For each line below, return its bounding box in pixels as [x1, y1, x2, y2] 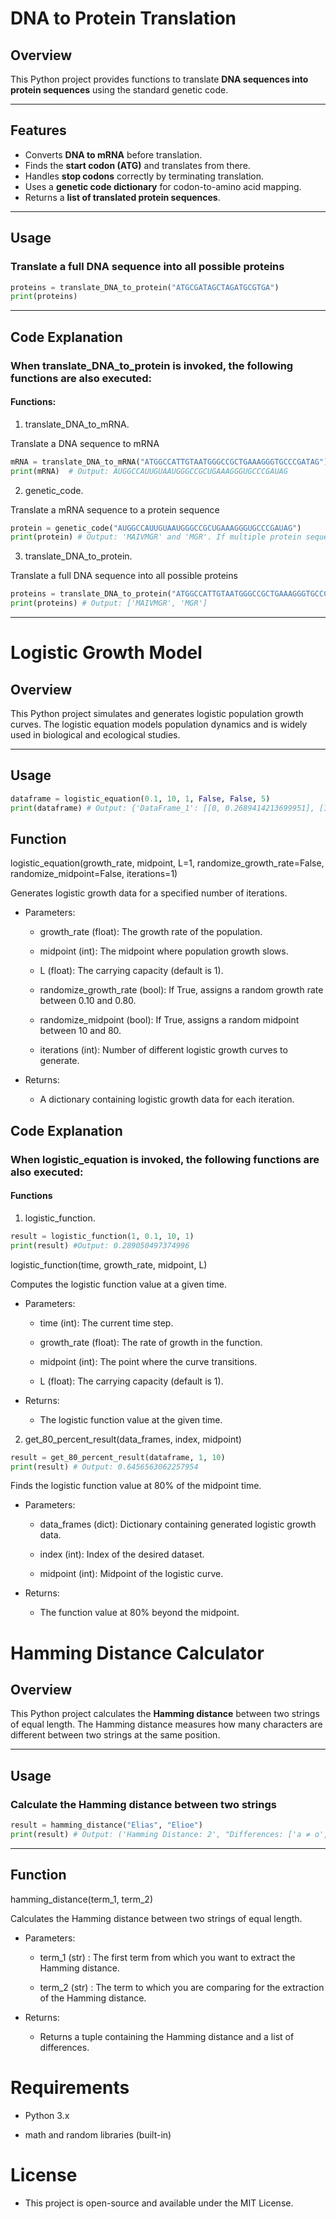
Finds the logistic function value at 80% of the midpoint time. [10, 1480, 262, 1492]
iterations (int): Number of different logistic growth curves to [39, 1044, 288, 1056]
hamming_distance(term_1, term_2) [10, 1893, 153, 1905]
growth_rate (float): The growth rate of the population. [39, 926, 263, 938]
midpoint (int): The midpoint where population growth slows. [39, 945, 289, 957]
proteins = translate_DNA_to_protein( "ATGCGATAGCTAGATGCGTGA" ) [10, 282, 280, 292]
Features [10, 122, 67, 139]
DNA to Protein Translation [10, 7, 237, 30]
